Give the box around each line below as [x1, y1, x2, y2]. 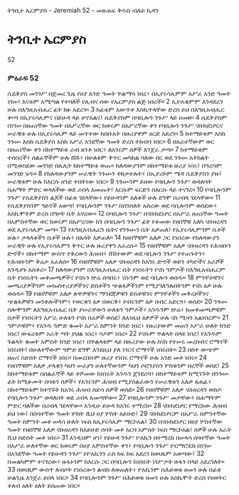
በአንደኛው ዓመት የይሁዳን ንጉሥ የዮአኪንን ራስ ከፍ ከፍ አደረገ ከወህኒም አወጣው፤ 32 [7, 449, 205, 458]
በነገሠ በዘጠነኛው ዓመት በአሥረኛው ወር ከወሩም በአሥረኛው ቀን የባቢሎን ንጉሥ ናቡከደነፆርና [7, 121, 223, 130]
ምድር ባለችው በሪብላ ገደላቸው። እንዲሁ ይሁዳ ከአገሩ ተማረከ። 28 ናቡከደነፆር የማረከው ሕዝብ [7, 401, 228, 410]
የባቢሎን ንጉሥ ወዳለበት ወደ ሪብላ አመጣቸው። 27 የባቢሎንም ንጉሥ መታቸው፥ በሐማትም [7, 393, 221, 402]
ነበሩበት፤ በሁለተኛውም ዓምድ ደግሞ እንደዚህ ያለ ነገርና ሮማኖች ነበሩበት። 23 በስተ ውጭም [7, 345, 219, 354]
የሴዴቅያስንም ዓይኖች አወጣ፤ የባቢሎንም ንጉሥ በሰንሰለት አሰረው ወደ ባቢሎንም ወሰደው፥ [7, 201, 218, 210]
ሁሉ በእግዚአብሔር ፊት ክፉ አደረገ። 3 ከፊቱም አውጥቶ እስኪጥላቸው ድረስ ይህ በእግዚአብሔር [7, 105, 225, 114]
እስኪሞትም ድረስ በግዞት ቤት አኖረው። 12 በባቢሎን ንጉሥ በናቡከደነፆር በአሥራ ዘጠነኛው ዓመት [7, 209, 229, 218]
